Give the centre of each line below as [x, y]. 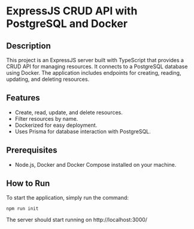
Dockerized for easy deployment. [56, 125]
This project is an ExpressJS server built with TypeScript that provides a [95, 60]
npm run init [22, 209]
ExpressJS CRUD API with [72, 11]
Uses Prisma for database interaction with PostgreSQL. [83, 131]
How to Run [28, 184]
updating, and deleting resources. [48, 79]
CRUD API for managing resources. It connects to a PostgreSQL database [97, 66]
